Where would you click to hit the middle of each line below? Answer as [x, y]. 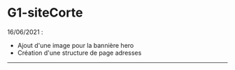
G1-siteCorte [45, 13]
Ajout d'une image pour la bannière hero [76, 45]
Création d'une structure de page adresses [79, 53]
